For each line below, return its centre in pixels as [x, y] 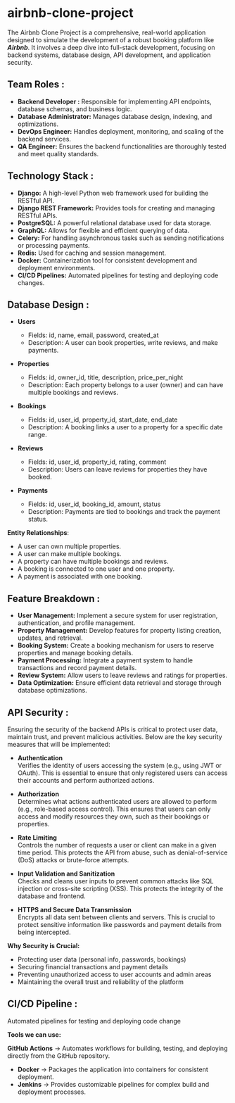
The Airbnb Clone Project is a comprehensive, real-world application [107, 32]
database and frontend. [51, 896]
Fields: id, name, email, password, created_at [93, 335]
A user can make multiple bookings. [69, 554]
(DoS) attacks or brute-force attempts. [73, 860]
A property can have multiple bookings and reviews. [93, 562]
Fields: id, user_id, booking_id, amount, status [94, 504]
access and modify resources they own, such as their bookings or [113, 817]
